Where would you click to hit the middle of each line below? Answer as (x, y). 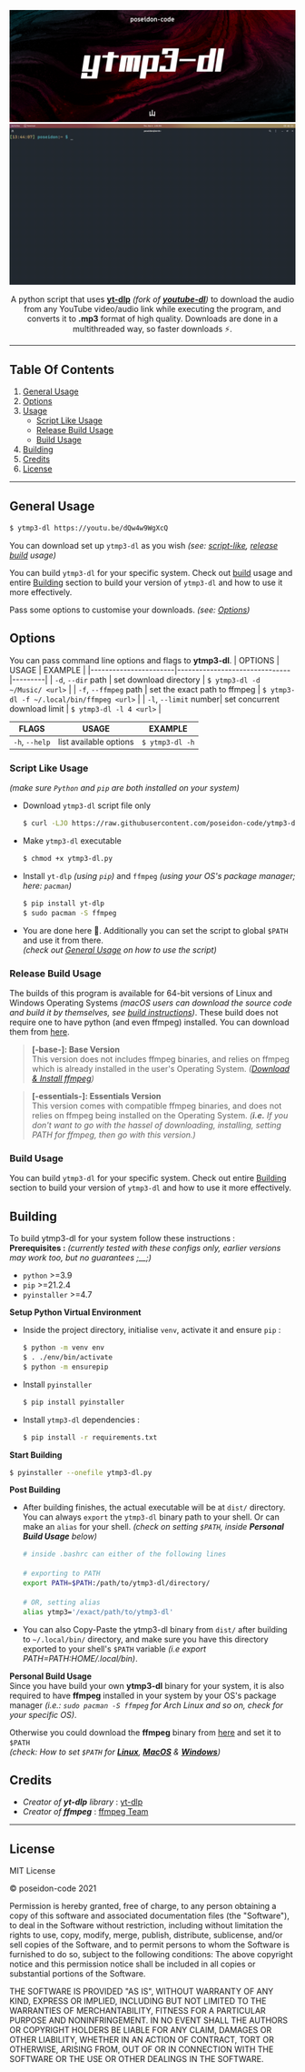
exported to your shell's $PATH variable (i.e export (114, 1649)
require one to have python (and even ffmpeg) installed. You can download (149, 1022)
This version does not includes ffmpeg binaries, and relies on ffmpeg (161, 1059)
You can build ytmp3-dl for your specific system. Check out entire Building (148, 1178)
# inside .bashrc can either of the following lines (124, 1554)
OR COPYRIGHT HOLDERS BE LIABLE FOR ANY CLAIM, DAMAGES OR (141, 2030)
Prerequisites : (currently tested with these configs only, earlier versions (145, 1248)
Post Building (35, 1490)
